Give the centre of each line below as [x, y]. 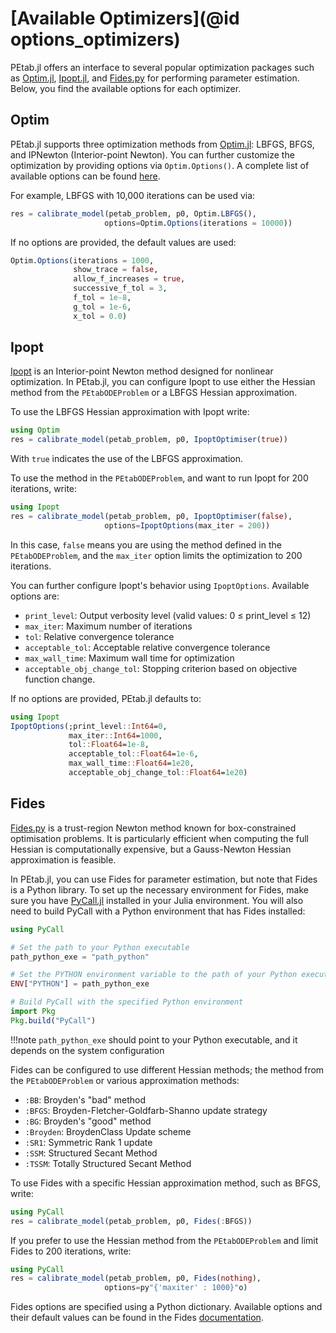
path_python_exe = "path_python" [80, 957]
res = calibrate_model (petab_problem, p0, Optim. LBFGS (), [133, 213]
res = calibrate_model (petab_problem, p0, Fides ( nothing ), [136, 1278]
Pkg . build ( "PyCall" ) [53, 1020]
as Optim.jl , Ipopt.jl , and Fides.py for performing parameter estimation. [155, 78]
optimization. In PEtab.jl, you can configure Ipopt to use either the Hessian [163, 382]
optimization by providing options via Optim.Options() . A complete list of [160, 165]
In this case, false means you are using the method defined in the [146, 544]
